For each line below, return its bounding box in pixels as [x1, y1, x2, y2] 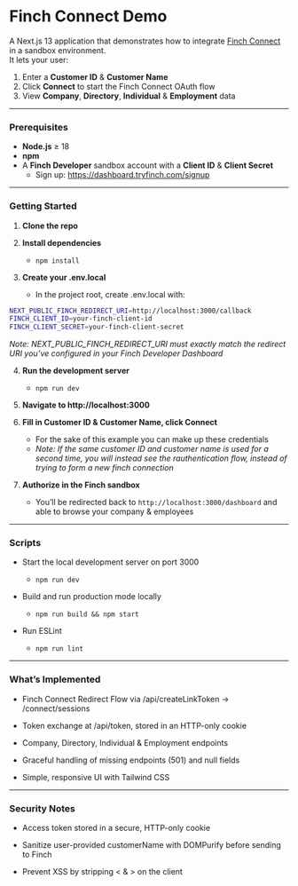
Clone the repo [21, 220, 78, 231]
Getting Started [9, 200, 77, 212]
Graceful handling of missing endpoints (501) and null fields [21, 755, 240, 765]
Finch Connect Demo [9, 6, 168, 27]
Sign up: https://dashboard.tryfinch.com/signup [35, 170, 210, 180]
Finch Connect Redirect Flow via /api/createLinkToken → [21, 693, 230, 704]
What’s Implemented [9, 673, 101, 685]
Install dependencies [21, 237, 102, 248]
